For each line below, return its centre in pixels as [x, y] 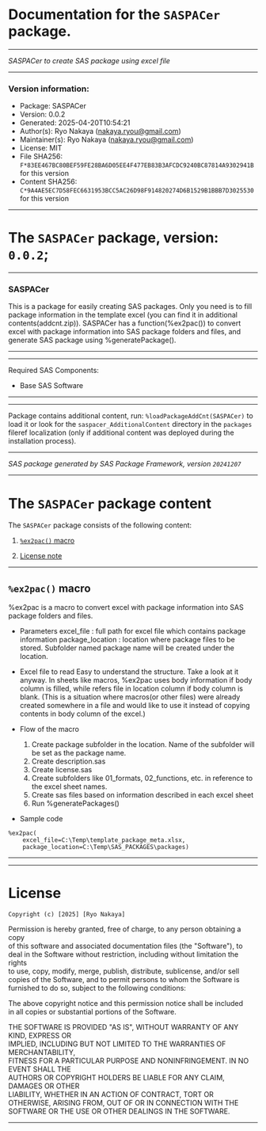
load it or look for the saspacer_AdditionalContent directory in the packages [130, 425]
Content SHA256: [48, 182]
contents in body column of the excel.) [82, 714]
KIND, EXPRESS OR [40, 1036]
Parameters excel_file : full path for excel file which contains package [133, 631]
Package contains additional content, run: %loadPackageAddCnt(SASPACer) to [131, 416]
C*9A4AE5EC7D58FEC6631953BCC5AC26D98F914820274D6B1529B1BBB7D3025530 [137, 191]
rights [18, 963]
